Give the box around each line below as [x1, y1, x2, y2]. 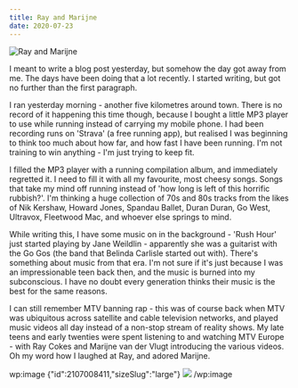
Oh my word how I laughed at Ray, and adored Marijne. [9, 350, 211, 361]
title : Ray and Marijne [9, 12, 98, 22]
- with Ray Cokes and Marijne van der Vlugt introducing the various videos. [9, 341, 285, 351]
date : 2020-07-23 [9, 21, 74, 30]
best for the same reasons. [9, 285, 109, 296]
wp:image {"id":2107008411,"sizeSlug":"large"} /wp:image [9, 368, 233, 379]
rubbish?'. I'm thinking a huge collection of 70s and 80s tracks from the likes [9, 193, 289, 203]
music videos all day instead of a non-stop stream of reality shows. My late [9, 322, 285, 333]
